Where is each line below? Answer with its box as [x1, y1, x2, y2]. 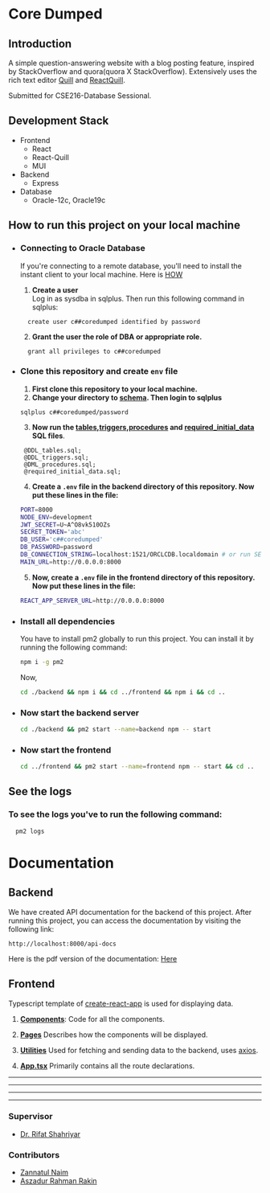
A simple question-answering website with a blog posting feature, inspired [8, 58, 255, 68]
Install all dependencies [19, 616, 115, 627]
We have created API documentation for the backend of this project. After [8, 907, 252, 916]
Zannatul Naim [19, 1167, 69, 1178]
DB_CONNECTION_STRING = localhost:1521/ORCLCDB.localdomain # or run [19, 551, 251, 559]
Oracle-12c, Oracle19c [31, 195, 106, 205]
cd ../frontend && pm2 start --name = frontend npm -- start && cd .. [19, 763, 255, 771]
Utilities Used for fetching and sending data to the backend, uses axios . [19, 1045, 259, 1055]
